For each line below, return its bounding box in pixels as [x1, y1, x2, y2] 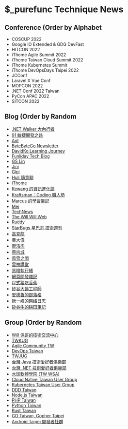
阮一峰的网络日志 [11, 298, 46, 304]
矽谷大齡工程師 [11, 286, 42, 292]
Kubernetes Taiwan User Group [11, 382, 75, 388]
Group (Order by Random [4, 318, 82, 327]
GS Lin [11, 158, 25, 164]
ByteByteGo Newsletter [11, 143, 59, 149]
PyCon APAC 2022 [11, 93, 49, 99]
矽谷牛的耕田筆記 [11, 304, 46, 310]
